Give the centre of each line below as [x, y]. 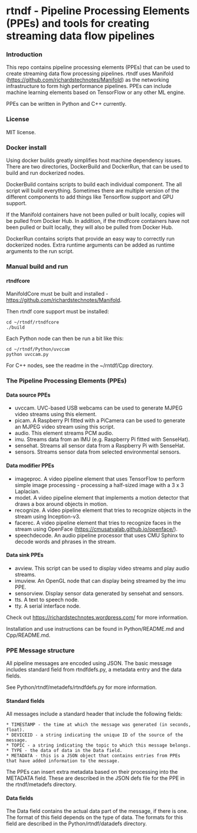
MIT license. [21, 132]
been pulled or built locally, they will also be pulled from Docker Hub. [90, 227]
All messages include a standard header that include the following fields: [94, 714]
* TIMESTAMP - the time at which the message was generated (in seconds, [99, 725]
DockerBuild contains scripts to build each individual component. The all [94, 184]
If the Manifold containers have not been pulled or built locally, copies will [96, 215]
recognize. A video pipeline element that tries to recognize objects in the [103, 510]
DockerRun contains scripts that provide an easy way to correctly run [91, 239]
